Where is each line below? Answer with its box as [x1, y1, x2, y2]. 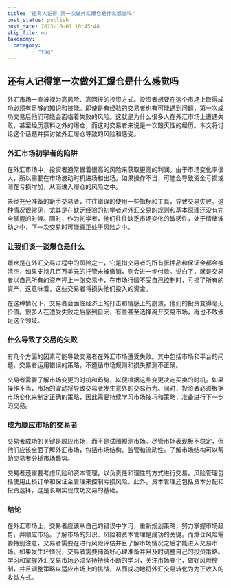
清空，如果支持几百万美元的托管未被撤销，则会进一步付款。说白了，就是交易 [7, 268, 224, 276]
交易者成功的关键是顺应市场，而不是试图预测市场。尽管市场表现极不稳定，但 [7, 437, 224, 445]
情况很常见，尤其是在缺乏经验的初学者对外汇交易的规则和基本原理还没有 [12, 206, 218, 214]
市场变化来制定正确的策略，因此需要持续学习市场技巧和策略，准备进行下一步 [7, 393, 224, 401]
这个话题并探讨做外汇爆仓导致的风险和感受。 [12, 129, 140, 138]
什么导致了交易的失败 [7, 335, 78, 345]
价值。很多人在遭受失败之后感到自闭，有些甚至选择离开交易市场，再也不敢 [7, 307, 218, 316]
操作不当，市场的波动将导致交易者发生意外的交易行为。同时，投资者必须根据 [7, 384, 224, 392]
